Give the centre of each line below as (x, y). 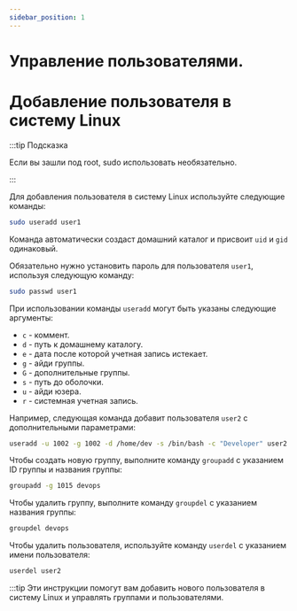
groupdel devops (39, 529)
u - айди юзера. (51, 391)
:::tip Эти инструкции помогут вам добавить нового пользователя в (137, 588)
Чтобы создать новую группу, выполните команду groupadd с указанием (146, 460)
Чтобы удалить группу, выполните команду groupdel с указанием (133, 503)
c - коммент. (46, 335)
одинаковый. (34, 248)
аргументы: (31, 317)
